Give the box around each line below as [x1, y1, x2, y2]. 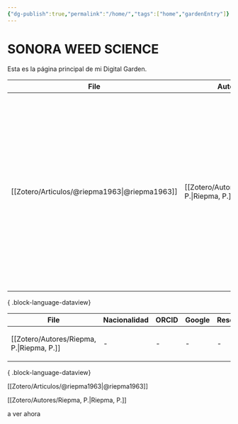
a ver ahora [7, 409, 41, 418]
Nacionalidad [103, 315, 149, 325]
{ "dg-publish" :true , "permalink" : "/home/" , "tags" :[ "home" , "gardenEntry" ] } [7, 10, 230, 18]
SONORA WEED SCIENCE [7, 40, 159, 57]
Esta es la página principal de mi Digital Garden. [7, 65, 147, 73]
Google [185, 315, 210, 325]
